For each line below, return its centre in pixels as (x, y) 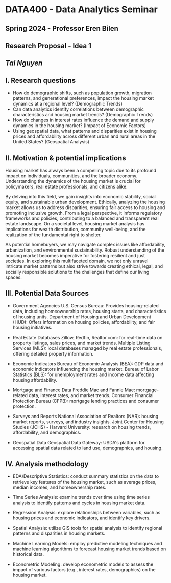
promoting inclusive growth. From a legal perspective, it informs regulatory (84, 213)
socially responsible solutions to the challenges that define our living (77, 272)
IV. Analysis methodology (47, 464)
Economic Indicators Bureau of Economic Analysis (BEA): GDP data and (88, 363)
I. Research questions (41, 80)
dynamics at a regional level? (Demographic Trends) (67, 104)
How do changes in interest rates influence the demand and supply (83, 120)
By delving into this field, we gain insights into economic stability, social (80, 196)
